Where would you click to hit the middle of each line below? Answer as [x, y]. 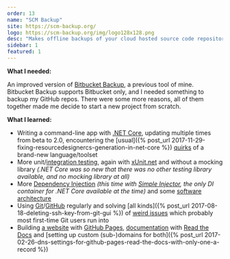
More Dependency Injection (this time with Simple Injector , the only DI [115, 184]
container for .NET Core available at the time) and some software [109, 191]
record [26, 249]
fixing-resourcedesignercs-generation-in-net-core [88, 147]
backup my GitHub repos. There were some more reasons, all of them [105, 99]
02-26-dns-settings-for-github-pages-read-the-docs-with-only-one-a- [118, 242]
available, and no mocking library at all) [73, 176]
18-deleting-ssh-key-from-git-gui [64, 212]
